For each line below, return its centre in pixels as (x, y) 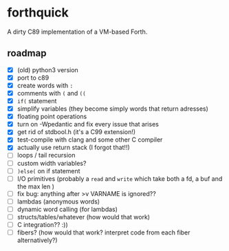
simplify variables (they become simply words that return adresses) (112, 109)
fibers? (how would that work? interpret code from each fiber (103, 232)
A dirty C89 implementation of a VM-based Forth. (77, 32)
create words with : (45, 85)
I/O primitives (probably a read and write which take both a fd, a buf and (120, 178)
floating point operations (52, 117)
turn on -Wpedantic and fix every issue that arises (88, 124)
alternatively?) (37, 240)
